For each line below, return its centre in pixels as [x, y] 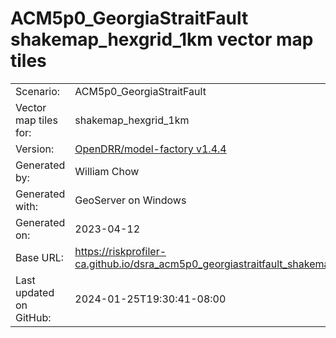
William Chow [107, 171]
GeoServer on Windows [130, 200]
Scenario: [38, 91]
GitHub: [33, 317]
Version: [35, 149]
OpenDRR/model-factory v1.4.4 [150, 149]
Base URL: [40, 257]
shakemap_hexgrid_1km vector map [162, 39]
